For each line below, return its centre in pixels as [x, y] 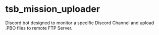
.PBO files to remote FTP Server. [39, 28]
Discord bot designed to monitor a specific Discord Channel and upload [80, 23]
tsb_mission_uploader [52, 9]
